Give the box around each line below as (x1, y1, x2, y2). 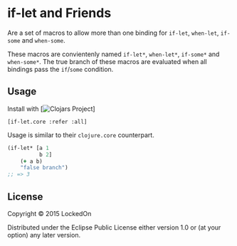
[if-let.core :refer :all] (7, 118, 88, 125)
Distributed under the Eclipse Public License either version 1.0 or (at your (7, 223, 221, 232)
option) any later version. (7, 230, 80, 239)
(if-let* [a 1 (7, 144, 50, 151)
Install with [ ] (7, 105, 95, 113)
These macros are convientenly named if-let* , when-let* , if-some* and (7, 50, 220, 58)
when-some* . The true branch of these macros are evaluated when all (7, 57, 208, 65)
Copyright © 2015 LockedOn (7, 209, 92, 218)
